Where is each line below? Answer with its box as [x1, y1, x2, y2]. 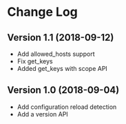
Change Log [7, 4, 78, 20]
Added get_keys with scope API [17, 65, 108, 72]
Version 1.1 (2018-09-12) [7, 32, 114, 43]
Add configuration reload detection [17, 103, 117, 111]
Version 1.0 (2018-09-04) [7, 84, 120, 96]
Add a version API [17, 110, 69, 118]
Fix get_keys [17, 57, 53, 65]
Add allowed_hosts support [17, 50, 95, 58]
